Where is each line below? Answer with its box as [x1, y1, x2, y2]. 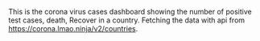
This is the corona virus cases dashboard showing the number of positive [8, 7, 252, 16]
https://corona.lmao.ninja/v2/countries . [8, 24, 138, 33]
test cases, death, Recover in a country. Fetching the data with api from [8, 15, 246, 25]
